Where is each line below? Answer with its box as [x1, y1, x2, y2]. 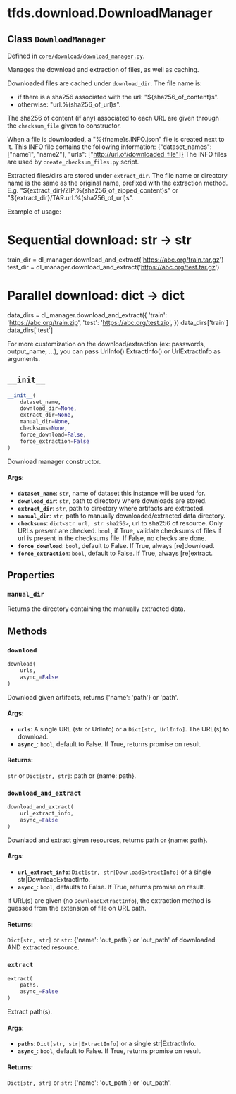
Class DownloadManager [7, 33, 106, 45]
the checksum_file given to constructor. [7, 121, 122, 130]
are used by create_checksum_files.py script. [7, 157, 139, 166]
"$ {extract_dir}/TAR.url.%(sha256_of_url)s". [7, 194, 134, 202]
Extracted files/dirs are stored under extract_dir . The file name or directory [7, 171, 228, 179]
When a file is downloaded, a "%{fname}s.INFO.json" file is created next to [7, 135, 225, 143]
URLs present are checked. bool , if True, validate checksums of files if [17, 526, 222, 535]
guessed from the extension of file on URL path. [7, 904, 147, 913]
